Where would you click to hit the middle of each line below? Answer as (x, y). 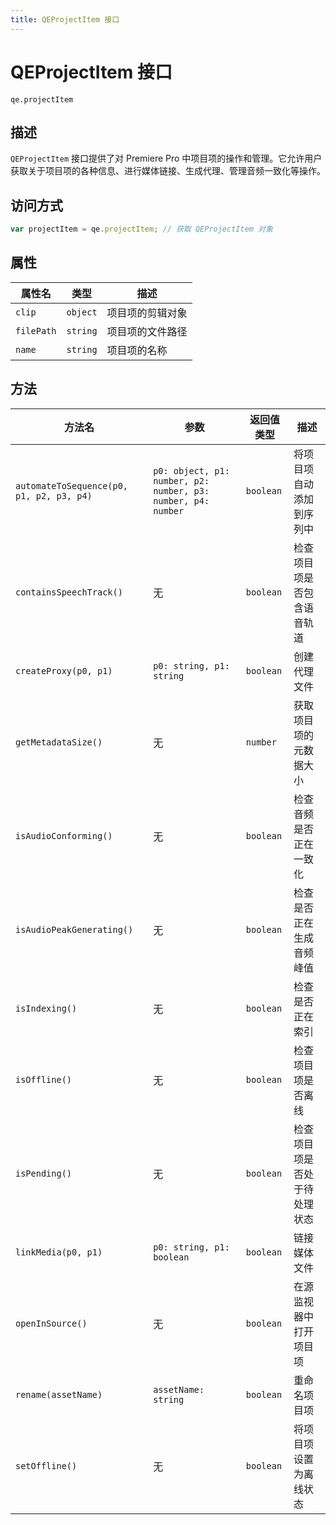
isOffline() (44, 1079)
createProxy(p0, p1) (64, 670)
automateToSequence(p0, (72, 485)
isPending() (44, 1173)
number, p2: (181, 480)
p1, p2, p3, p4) (54, 495)
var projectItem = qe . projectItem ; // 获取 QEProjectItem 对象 (141, 229)
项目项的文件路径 (147, 331)
